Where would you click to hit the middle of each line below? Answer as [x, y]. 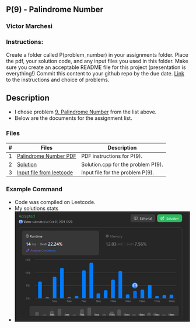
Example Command [34, 189]
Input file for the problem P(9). [118, 172]
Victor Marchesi [29, 26]
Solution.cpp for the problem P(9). [122, 164]
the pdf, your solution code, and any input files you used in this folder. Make [97, 61]
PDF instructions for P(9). [112, 156]
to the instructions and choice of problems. [58, 80]
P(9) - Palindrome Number [55, 10]
